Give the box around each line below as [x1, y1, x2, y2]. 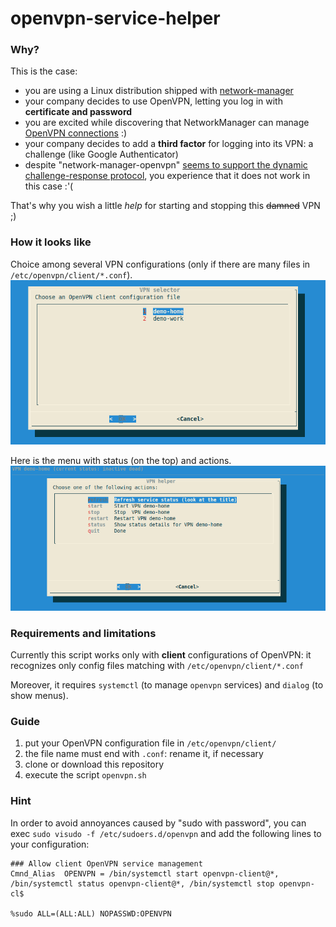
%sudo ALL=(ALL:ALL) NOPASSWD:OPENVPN [10, 908, 172, 919]
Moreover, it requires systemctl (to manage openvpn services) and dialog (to [10, 679, 324, 691]
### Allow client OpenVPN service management [10, 858, 203, 869]
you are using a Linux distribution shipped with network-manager [24, 85, 294, 97]
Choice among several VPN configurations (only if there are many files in [10, 258, 311, 270]
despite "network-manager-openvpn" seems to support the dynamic [24, 159, 308, 171]
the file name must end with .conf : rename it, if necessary [24, 748, 264, 760]
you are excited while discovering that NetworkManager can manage [24, 117, 310, 129]
